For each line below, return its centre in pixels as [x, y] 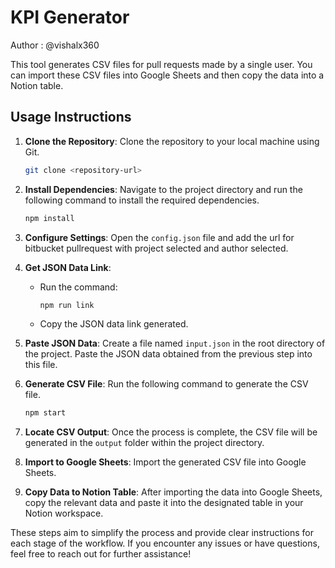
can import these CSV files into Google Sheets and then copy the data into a [167, 75]
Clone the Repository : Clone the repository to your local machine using [172, 141]
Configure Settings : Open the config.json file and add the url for [159, 237]
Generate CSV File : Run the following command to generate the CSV [166, 384]
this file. [41, 365]
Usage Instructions [71, 117]
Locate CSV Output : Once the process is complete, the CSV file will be [171, 432]
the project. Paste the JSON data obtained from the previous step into [168, 354]
